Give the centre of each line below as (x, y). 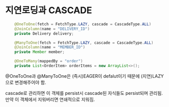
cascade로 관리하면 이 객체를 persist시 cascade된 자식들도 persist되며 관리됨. (84, 93)
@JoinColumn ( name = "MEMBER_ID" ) (50, 47)
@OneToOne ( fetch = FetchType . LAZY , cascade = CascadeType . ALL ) (83, 24)
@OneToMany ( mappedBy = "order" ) (49, 61)
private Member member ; (40, 52)
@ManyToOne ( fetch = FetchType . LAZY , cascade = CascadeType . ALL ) (84, 43)
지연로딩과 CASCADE (49, 10)
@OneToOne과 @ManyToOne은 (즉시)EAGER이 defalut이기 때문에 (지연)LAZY (84, 76)
